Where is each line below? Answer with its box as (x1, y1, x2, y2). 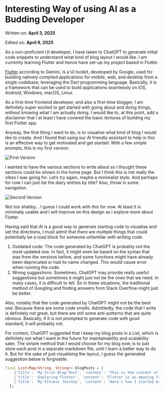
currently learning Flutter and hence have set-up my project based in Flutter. (5, 59, 159, 65)
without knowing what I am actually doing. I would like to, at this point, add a (5, 109, 159, 116)
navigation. (5, 185, 28, 190)
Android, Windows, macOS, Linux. (5, 90, 74, 95)
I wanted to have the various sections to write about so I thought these (5, 164, 147, 170)
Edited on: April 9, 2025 (5, 39, 54, 45)
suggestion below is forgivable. (5, 356, 68, 362)
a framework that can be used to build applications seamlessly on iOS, (5, 84, 147, 90)
